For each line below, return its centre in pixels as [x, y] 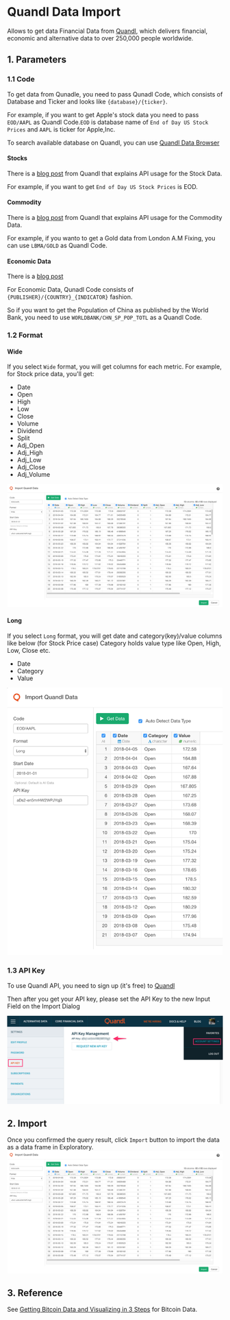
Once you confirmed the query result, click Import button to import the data [114, 1140]
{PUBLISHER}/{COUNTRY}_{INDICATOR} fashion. [70, 297]
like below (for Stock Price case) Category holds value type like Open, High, [114, 643]
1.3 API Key [26, 971]
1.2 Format [25, 335]
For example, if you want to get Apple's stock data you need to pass [103, 114]
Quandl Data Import [64, 12]
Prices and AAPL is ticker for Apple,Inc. [61, 129]
